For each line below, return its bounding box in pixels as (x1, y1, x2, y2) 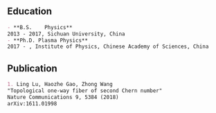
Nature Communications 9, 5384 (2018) (7, 94, 119, 101)
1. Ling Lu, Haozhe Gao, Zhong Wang (7, 81, 113, 88)
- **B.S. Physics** (7, 24, 73, 31)
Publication (7, 62, 57, 74)
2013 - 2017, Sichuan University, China (7, 31, 126, 37)
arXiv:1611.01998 (7, 100, 57, 107)
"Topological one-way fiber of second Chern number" (7, 87, 163, 94)
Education (7, 6, 53, 17)
